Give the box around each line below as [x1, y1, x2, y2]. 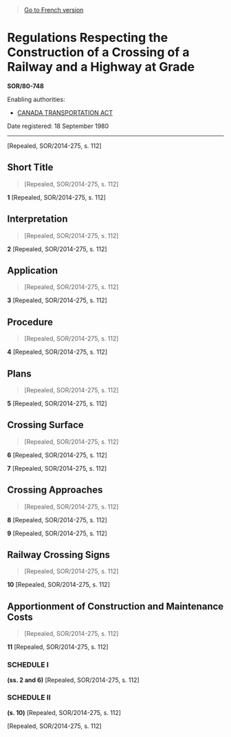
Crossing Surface [7, 419, 84, 431]
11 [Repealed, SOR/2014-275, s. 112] [7, 643, 109, 651]
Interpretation [7, 213, 68, 225]
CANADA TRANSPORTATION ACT [16, 108, 113, 116]
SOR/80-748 [7, 82, 45, 90]
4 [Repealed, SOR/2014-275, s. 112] [7, 348, 108, 356]
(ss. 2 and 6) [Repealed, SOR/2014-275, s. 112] [7, 676, 140, 684]
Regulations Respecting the [7, 30, 168, 45]
